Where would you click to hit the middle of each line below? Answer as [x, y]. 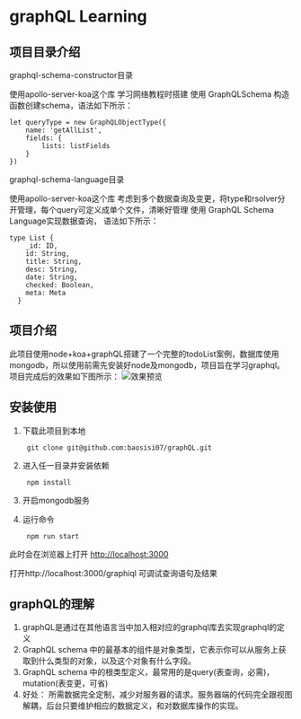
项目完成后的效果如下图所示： [64, 376]
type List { [31, 238]
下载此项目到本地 [54, 430]
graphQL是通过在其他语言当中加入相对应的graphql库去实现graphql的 [150, 627]
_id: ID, [42, 246]
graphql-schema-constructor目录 [71, 75]
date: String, [52, 277]
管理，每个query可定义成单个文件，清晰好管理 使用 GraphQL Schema [145, 210]
